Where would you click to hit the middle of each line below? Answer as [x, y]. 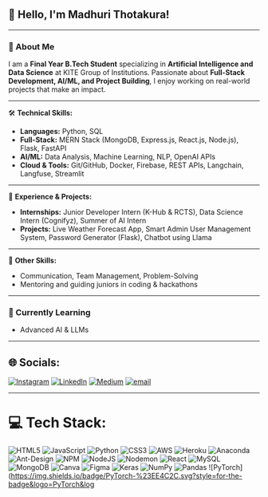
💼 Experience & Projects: [50, 197]
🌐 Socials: [34, 363]
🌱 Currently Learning [49, 313]
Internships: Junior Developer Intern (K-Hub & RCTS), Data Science [131, 212]
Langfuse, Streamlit [52, 174]
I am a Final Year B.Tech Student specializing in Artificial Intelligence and [131, 64]
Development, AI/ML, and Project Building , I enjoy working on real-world [129, 81]
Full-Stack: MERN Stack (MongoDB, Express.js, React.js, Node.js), [129, 140]
